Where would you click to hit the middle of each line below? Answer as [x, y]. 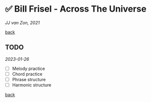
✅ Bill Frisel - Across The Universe [76, 9]
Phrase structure [29, 79]
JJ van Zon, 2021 [22, 22]
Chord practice [27, 74]
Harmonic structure [32, 85]
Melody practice [28, 68]
